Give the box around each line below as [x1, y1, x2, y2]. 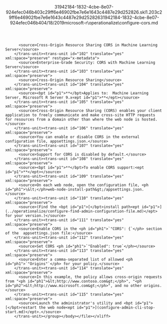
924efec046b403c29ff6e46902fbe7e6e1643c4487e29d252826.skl [5, 9, 146, 15]
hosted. [141, 117, 157, 122]
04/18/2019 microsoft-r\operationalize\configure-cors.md [40, 20, 158, 25]
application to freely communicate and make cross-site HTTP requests [5, 112, 155, 117]
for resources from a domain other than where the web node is [5, 117, 140, 122]
